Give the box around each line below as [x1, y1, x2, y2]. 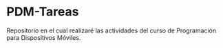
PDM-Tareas [6, 4, 79, 20]
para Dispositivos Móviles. [6, 33, 81, 41]
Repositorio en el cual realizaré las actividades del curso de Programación [6, 26, 217, 34]
